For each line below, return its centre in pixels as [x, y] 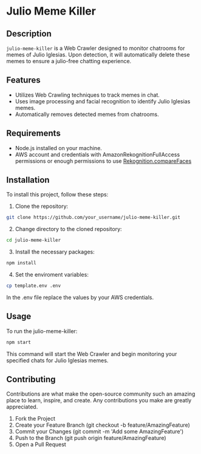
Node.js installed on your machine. [58, 148]
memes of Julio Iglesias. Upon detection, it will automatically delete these [98, 55]
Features [23, 80]
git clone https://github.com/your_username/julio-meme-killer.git [94, 218]
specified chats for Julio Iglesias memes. [57, 360]
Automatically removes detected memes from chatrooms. [87, 114]
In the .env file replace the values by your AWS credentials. [80, 297]
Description [29, 34]
